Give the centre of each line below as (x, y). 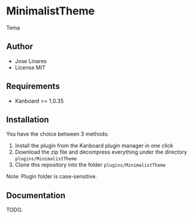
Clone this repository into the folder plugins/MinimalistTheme (90, 165)
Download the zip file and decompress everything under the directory (101, 152)
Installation (28, 119)
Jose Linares (31, 61)
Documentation (36, 195)
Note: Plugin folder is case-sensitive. (52, 177)
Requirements (33, 86)
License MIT (30, 67)
